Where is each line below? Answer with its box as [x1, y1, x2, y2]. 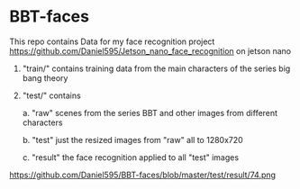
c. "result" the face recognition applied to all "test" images [22, 151, 240, 163]
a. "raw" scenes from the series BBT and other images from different [22, 107, 277, 118]
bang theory [22, 72, 68, 83]
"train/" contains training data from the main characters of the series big [22, 63, 291, 74]
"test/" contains [22, 90, 81, 101]
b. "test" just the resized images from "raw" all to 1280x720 [22, 134, 243, 145]
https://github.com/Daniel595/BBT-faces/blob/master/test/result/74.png [9, 169, 277, 180]
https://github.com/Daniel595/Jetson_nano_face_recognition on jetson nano [9, 45, 291, 56]
